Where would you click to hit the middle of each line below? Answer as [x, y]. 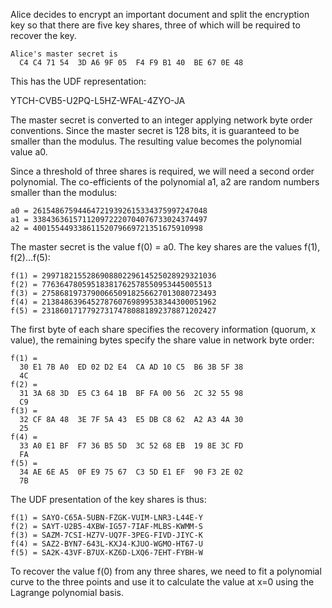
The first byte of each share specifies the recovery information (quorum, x [163, 329]
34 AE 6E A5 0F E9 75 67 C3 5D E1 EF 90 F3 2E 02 [131, 472]
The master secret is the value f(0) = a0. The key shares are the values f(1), [165, 247]
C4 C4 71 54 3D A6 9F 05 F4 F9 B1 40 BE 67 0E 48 [131, 63]
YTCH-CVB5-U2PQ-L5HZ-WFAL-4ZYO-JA [98, 100]
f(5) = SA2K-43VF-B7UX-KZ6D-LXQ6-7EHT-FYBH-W [106, 553]
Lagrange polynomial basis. [67, 592]
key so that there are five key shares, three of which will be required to [155, 25]
